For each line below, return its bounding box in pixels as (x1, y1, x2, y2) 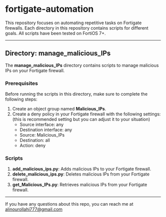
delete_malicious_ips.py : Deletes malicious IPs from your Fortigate (12, 171, 150, 177)
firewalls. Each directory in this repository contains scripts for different (5, 25, 149, 31)
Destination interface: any (19, 127, 73, 133)
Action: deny (19, 143, 46, 148)
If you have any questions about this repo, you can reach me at (5, 201, 133, 207)
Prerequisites (5, 80, 38, 87)
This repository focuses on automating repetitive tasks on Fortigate (5, 20, 142, 26)
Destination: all (19, 137, 50, 144)
